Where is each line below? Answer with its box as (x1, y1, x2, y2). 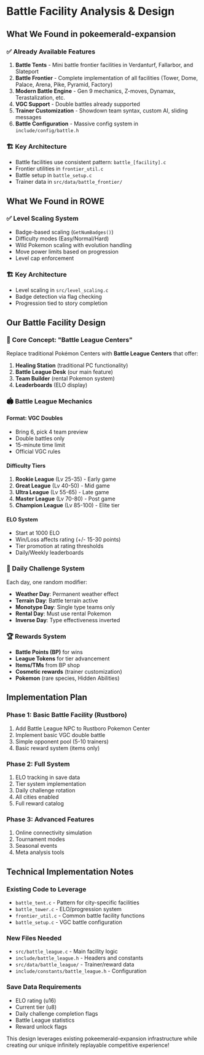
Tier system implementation (15, 780, 86, 788)
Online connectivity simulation (15, 829, 92, 837)
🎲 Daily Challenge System (6, 564, 85, 573)
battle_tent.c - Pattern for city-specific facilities (15, 899, 139, 906)
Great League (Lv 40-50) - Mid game (15, 482, 111, 489)
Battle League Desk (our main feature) (15, 368, 114, 376)
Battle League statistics (15, 1016, 75, 1024)
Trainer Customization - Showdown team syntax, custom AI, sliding (15, 106, 189, 114)
